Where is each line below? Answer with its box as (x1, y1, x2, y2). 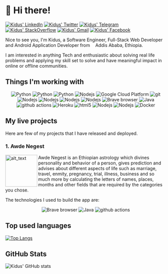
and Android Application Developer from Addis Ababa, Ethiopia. (5, 42, 143, 48)
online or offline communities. (5, 63, 68, 69)
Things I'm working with (5, 77, 84, 86)
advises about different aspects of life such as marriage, (38, 165, 157, 171)
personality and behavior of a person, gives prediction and (38, 160, 161, 166)
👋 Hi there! (5, 5, 51, 16)
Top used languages (5, 222, 71, 230)
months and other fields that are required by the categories (38, 181, 162, 187)
